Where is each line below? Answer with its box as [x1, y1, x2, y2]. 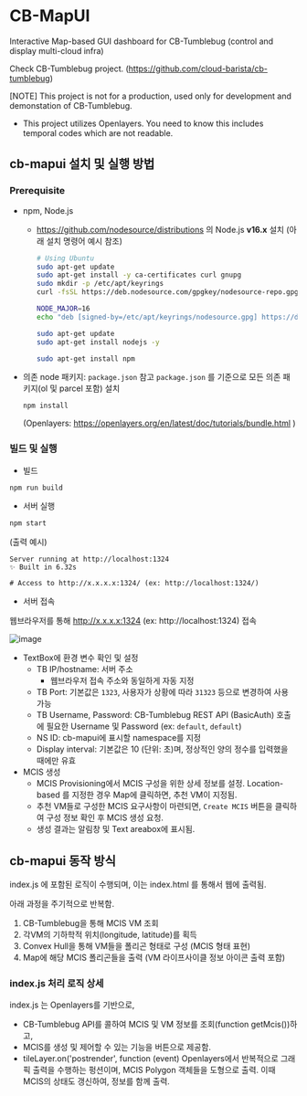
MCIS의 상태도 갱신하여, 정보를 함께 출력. [22, 1076, 171, 1087]
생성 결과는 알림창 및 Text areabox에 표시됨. [36, 824, 196, 835]
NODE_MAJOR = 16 [36, 304, 90, 313]
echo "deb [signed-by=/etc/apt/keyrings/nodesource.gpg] [36, 312, 259, 321]
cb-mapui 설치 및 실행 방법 [9, 156, 155, 172]
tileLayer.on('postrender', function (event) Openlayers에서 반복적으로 [22, 1053, 279, 1064]
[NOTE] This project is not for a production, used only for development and [9, 90, 292, 101]
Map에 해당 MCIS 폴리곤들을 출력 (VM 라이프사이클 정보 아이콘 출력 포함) [22, 952, 286, 964]
